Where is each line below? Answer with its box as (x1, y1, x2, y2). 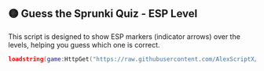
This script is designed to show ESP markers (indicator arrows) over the (8, 31, 241, 41)
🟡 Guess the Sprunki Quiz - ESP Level (8, 7, 198, 20)
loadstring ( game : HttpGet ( (8, 55, 93, 63)
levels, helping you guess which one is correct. (8, 40, 160, 49)
